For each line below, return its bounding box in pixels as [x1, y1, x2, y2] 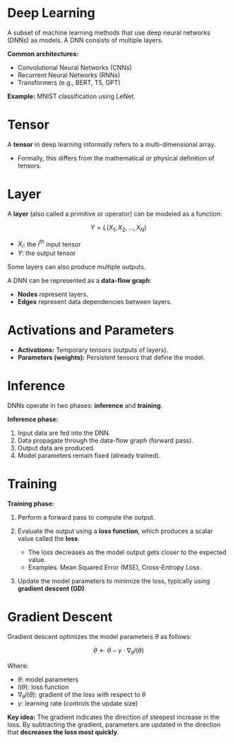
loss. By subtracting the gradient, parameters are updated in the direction [7, 720, 221, 729]
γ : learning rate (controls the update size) [17, 699, 138, 708]
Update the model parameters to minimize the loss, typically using [17, 576, 210, 585]
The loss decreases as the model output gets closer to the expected [28, 548, 227, 556]
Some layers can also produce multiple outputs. [7, 263, 146, 271]
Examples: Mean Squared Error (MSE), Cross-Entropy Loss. [28, 563, 202, 571]
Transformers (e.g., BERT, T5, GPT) [17, 78, 121, 86]
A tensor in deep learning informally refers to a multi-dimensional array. [7, 140, 217, 148]
